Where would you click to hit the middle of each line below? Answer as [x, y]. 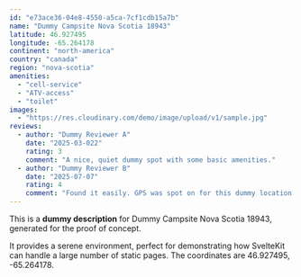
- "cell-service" [50, 85]
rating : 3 [44, 151]
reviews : [26, 127]
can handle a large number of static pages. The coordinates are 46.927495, [150, 255]
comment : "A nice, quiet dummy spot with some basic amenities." [151, 160]
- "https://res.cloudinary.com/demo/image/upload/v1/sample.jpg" [143, 118]
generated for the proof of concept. [75, 228]
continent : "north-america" [62, 51]
